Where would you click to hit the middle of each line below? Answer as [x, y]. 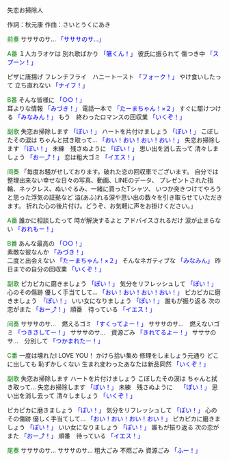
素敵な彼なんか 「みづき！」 [47, 252]
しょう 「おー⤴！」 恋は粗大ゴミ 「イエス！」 [72, 157]
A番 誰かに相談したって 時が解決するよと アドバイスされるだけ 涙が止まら [111, 220]
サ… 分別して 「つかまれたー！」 [55, 341]
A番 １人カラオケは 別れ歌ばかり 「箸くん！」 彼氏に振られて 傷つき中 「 [110, 54]
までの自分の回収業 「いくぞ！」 [58, 269]
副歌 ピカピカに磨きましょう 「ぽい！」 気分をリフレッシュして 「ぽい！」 [112, 284]
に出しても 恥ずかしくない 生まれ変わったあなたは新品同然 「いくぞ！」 [108, 364]
